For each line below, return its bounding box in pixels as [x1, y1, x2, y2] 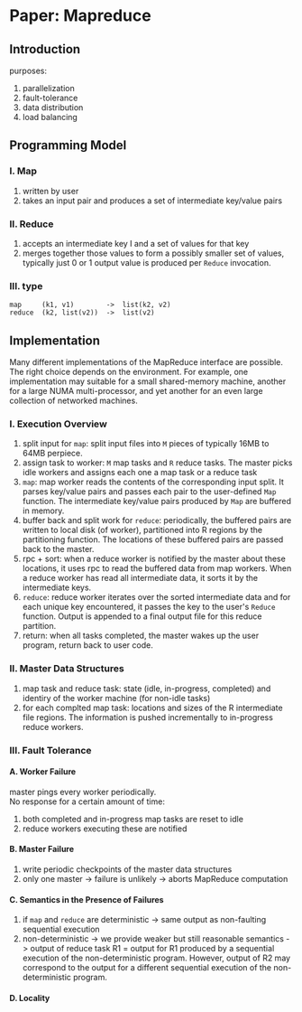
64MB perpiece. [22, 448, 83, 459]
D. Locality [9, 992, 50, 1003]
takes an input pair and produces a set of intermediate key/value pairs [22, 195, 282, 206]
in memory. [22, 505, 65, 516]
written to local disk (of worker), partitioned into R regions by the [22, 525, 263, 536]
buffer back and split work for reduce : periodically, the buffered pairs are [22, 515, 292, 526]
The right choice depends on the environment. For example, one [9, 367, 249, 378]
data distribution [22, 102, 84, 113]
